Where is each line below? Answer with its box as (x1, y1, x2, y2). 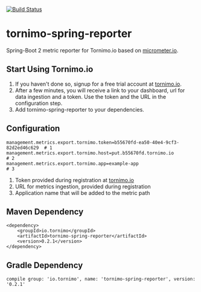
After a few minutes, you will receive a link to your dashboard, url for (14, 86, 185, 94)
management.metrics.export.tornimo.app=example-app (6, 160, 139, 167)
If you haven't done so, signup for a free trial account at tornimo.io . (14, 80, 182, 87)
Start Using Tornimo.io (6, 64, 94, 75)
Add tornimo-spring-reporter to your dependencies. (14, 106, 145, 113)
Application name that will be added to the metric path (14, 189, 150, 196)
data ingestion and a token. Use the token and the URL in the (14, 93, 167, 100)
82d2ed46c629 (6, 145, 39, 151)
